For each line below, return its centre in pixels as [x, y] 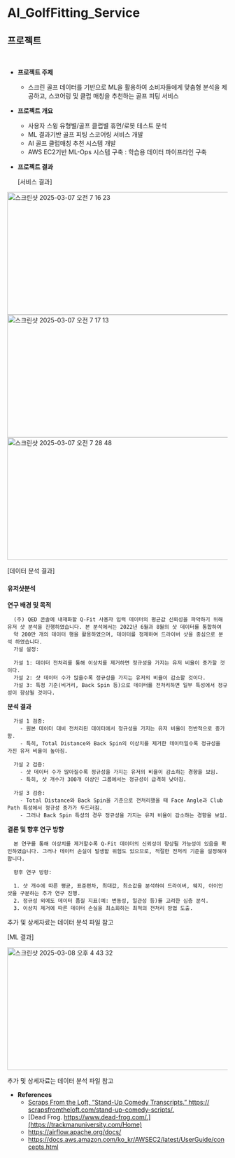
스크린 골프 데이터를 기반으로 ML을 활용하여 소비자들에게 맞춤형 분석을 [124, 87]
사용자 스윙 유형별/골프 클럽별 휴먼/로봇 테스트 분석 [97, 125]
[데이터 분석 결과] [31, 571]
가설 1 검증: [29, 721]
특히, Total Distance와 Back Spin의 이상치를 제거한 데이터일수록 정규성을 [123, 744]
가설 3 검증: [29, 793]
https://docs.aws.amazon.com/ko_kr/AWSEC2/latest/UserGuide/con [126, 1140]
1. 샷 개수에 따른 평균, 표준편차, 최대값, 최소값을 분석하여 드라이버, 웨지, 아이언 [119, 886]
